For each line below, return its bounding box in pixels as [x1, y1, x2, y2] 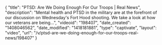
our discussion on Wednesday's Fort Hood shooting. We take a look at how [5, 15, 156, 20]
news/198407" [5, 35, 35, 41]
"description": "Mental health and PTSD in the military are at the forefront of [5, 10, 157, 15]
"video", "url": [5, 30, 33, 35]
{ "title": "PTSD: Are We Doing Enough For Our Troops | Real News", [5, 5, 141, 10]
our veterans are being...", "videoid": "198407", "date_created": [5, 20, 131, 25]
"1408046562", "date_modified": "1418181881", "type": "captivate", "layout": [5, 25, 157, 31]
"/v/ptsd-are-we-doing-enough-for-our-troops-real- [34, 30, 139, 35]
